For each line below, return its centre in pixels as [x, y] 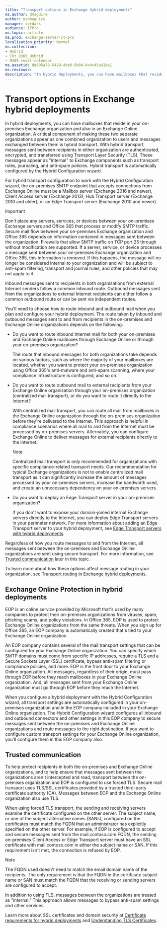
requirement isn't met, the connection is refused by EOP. [63, 851]
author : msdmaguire [25, 19]
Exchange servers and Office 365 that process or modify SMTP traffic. [78, 226]
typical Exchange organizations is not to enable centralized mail [78, 472]
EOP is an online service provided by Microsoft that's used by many [75, 609]
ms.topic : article [24, 33]
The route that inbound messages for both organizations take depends [85, 354]
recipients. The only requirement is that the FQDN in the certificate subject [82, 875]
